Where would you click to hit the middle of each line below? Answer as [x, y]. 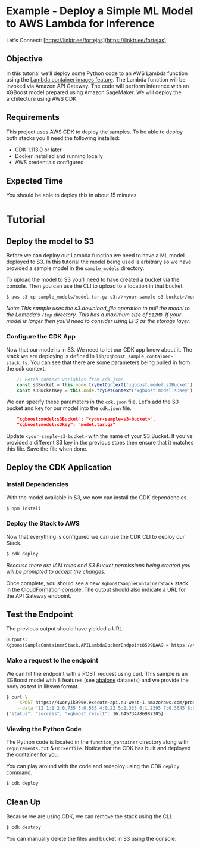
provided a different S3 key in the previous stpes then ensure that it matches [100, 442]
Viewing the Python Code [44, 729]
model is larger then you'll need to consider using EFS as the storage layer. [98, 321]
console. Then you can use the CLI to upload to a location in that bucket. [95, 286]
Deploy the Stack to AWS [43, 524]
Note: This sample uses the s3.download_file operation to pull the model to [98, 309]
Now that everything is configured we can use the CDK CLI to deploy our [96, 536]
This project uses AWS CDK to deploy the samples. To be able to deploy [95, 132]
